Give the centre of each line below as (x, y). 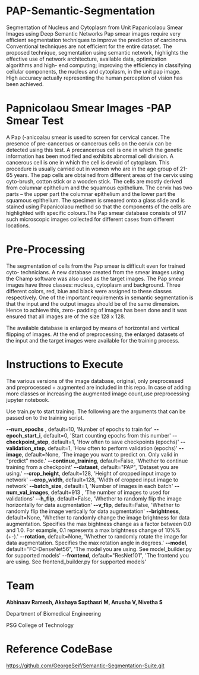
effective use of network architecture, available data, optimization (86, 59)
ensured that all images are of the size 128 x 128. (66, 316)
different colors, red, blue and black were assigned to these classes (89, 291)
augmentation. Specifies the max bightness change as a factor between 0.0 (99, 524)
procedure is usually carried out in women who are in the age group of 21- (97, 169)
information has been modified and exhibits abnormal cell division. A (90, 156)
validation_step (26, 448)
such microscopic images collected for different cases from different (90, 219)
